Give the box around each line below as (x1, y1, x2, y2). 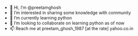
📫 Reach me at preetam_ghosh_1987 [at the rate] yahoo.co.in (9, 26, 134, 31)
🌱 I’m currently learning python (9, 15, 72, 20)
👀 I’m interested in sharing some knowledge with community (9, 10, 131, 16)
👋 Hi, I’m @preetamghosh (9, 5, 61, 10)
